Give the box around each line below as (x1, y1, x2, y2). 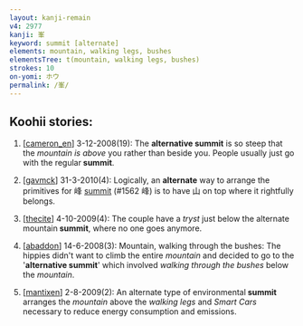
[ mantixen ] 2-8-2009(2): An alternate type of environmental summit (22, 287, 278, 298)
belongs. (22, 196, 56, 206)
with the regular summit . (22, 158, 115, 168)
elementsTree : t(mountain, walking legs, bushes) (9, 55, 201, 64)
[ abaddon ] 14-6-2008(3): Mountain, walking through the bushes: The (22, 241, 281, 252)
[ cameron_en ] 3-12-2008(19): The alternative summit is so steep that (22, 138, 283, 149)
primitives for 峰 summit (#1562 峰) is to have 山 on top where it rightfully (22, 186, 294, 197)
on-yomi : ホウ (9, 72, 61, 81)
